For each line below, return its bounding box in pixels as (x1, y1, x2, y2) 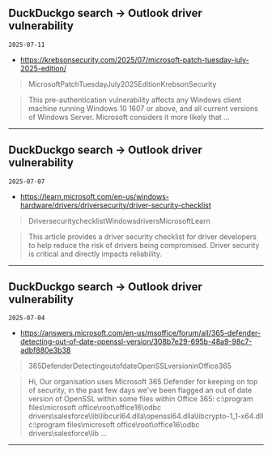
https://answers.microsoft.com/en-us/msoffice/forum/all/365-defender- (19, 328, 261, 338)
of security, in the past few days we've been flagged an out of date (28, 385, 253, 396)
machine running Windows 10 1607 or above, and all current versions (28, 103, 259, 113)
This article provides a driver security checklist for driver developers (28, 231, 257, 242)
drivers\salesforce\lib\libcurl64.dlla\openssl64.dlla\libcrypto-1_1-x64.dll (28, 411, 264, 421)
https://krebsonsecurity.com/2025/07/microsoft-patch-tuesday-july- (19, 54, 249, 64)
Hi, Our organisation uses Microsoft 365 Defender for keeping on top (28, 377, 258, 387)
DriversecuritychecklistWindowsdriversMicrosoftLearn (28, 216, 210, 225)
